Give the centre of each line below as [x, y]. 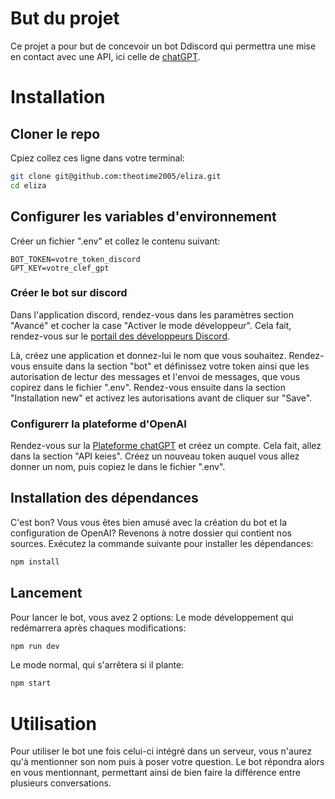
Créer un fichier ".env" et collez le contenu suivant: [115, 241]
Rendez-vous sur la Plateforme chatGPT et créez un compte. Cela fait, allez [166, 446]
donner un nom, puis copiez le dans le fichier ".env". [118, 467]
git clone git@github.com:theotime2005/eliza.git [116, 176]
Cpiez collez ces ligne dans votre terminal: [97, 158]
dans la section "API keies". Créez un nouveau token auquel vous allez [155, 456]
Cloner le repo [55, 133]
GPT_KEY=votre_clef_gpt [60, 268]
